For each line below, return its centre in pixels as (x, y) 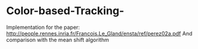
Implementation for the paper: (43, 27)
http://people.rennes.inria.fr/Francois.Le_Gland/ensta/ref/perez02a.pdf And (100, 33)
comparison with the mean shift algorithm (58, 40)
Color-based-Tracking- (65, 11)
